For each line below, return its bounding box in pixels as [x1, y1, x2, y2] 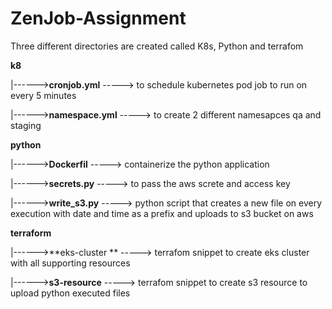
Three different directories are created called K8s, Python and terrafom [10, 40, 304, 52]
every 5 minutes [10, 89, 77, 101]
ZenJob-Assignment [10, 7, 187, 30]
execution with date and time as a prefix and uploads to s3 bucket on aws [10, 207, 314, 219]
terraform [10, 227, 52, 239]
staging [10, 119, 42, 131]
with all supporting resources [10, 257, 131, 269]
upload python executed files [10, 287, 131, 299]
